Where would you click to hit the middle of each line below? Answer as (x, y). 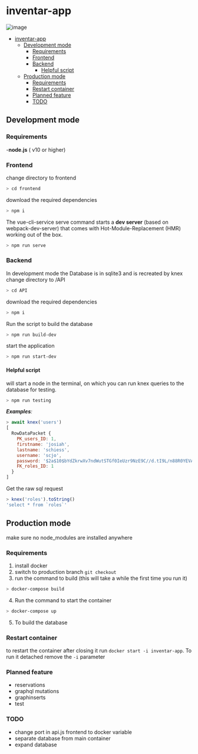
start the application (30, 346)
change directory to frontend (41, 178)
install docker (31, 566)
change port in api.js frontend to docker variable (73, 732)
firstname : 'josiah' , (43, 444)
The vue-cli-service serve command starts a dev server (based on (88, 222)
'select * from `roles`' (37, 505)
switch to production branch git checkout (65, 572)
